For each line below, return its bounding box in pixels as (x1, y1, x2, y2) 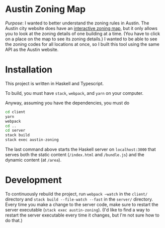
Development (5, 175, 62, 186)
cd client (5, 109, 26, 114)
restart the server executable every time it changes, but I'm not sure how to (5, 212, 160, 218)
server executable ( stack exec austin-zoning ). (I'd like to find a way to (5, 207, 150, 213)
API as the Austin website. (5, 46, 59, 52)
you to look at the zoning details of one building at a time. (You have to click (5, 30, 161, 36)
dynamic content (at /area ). (5, 157, 62, 163)
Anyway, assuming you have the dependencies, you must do (5, 100, 130, 106)
